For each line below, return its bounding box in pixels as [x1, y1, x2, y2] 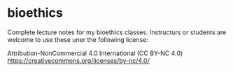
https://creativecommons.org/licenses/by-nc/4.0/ [7, 56, 150, 64]
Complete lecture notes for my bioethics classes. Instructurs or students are [7, 28, 227, 36]
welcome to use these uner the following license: [7, 35, 148, 43]
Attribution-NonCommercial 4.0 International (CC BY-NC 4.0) [7, 49, 183, 57]
